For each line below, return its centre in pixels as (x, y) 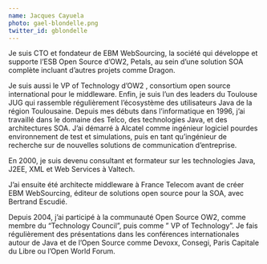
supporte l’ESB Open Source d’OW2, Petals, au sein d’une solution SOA (126, 62)
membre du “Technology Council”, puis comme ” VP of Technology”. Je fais (133, 226)
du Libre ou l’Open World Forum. (62, 251)
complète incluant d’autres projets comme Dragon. (92, 70)
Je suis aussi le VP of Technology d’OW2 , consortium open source (119, 86)
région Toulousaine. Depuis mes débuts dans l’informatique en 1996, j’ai (127, 111)
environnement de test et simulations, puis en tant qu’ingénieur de (117, 137)
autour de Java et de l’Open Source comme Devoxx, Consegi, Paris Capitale (133, 243)
